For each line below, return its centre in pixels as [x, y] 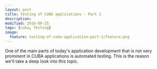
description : [18, 19]
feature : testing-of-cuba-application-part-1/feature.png [70, 37]
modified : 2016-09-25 [27, 23]
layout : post [18, 10]
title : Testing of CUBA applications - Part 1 [53, 14]
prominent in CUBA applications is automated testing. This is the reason [77, 56]
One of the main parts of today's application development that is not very [78, 51]
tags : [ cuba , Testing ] [28, 28]
